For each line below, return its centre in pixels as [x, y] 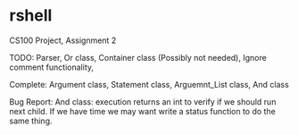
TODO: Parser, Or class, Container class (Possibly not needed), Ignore [138, 57]
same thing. [31, 121]
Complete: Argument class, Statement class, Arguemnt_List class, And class [149, 84]
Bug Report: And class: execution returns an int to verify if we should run [143, 101]
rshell [31, 16]
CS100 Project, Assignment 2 [63, 40]
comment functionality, [52, 67]
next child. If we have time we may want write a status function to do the [143, 111]
